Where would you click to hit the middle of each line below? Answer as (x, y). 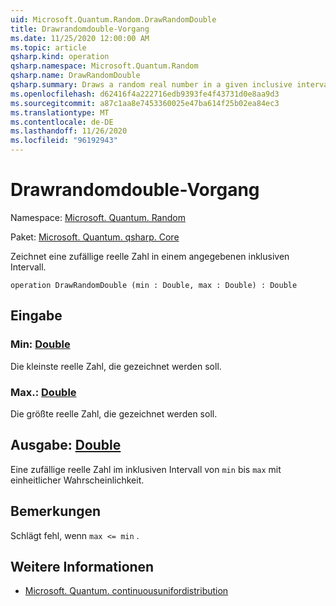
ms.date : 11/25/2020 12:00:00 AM (80, 38)
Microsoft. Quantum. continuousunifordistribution (126, 591)
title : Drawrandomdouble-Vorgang (80, 29)
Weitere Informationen (82, 566)
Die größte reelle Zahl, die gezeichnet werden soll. (114, 413)
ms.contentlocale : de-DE (62, 122)
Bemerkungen (56, 511)
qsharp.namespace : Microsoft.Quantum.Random (104, 66)
